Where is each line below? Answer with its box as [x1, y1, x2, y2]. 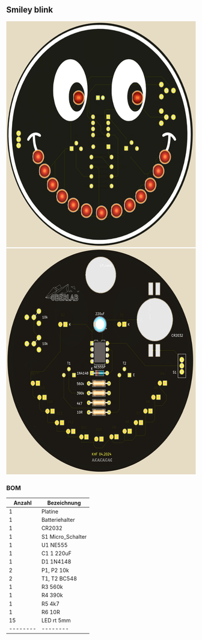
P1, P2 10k [41, 566, 69, 574]
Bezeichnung [47, 499, 81, 506]
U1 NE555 [41, 541, 68, 548]
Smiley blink [6, 5, 53, 15]
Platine [41, 507, 59, 515]
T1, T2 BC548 [41, 575, 77, 582]
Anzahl [13, 499, 32, 506]
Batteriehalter [41, 516, 75, 524]
